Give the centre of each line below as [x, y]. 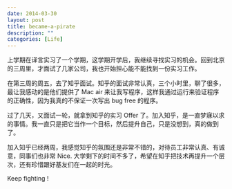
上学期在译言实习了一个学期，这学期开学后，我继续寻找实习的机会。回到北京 [116, 60]
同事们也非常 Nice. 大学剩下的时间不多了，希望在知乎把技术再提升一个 [119, 156]
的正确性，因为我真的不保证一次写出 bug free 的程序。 [85, 100]
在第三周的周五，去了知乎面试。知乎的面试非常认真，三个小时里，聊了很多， [116, 83]
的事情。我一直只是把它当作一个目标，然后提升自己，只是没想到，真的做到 [113, 124]
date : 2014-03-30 [32, 13]
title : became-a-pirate [41, 26]
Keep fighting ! [28, 179]
